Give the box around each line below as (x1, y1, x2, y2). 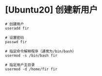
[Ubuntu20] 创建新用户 (5, 4, 98, 15)
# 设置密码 (5, 35, 24, 40)
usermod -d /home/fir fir (5, 66, 57, 72)
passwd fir (5, 39, 27, 44)
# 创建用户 (5, 21, 24, 27)
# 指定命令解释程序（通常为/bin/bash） (5, 49, 76, 54)
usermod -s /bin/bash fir (5, 53, 57, 58)
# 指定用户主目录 (5, 62, 35, 67)
